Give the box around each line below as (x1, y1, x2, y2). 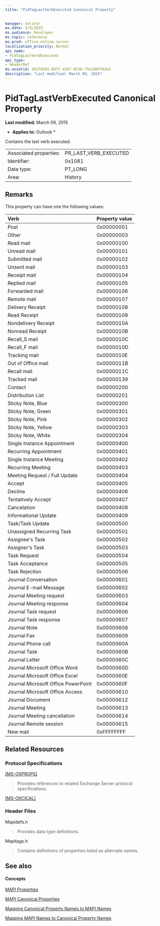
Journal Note (7, 624, 38, 631)
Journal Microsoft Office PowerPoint (7, 680, 92, 687)
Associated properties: (7, 149, 60, 156)
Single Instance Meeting (7, 456, 64, 463)
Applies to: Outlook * (12, 129, 56, 135)
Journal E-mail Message (7, 584, 65, 591)
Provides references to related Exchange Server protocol (17, 781, 133, 786)
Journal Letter (7, 656, 40, 663)
